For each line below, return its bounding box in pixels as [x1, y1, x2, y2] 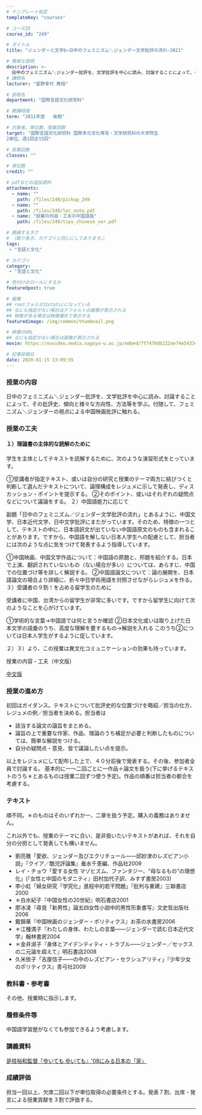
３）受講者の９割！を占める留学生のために [6, 584, 112, 591]
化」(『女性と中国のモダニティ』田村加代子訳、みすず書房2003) [14, 875, 172, 882]
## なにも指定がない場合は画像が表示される [6, 335, 100, 341]
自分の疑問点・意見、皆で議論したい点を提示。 [14, 745, 131, 752]
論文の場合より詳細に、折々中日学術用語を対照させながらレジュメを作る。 [11, 576, 195, 583]
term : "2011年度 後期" [6, 114, 65, 120]
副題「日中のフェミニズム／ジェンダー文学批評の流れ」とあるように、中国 [6, 510, 191, 518]
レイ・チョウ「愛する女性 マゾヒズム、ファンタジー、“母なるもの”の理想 [14, 867, 195, 875]
